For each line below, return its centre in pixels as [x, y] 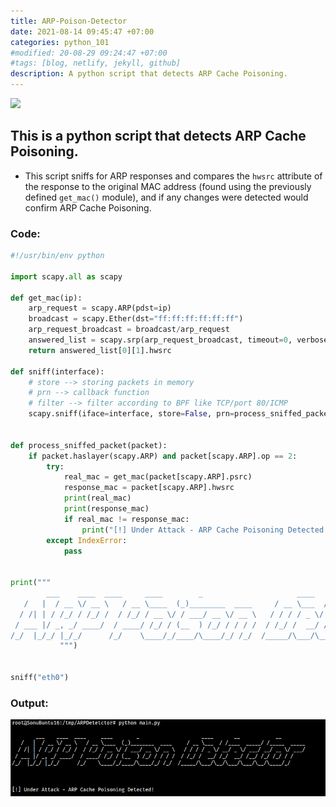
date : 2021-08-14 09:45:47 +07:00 [82, 31]
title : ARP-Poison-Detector [69, 21]
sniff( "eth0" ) [40, 678]
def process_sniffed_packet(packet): [89, 445]
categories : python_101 [60, 42]
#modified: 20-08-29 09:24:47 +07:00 [89, 53]
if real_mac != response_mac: [126, 519]
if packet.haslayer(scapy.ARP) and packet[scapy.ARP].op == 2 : [163, 456]
